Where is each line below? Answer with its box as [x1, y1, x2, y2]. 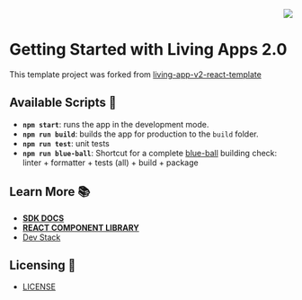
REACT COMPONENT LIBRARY [22, 222, 139, 233]
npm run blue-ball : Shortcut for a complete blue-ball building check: [22, 147, 278, 158]
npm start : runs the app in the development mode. [22, 119, 209, 129]
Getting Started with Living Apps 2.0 [9, 40, 288, 60]
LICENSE [22, 281, 57, 292]
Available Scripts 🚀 [9, 95, 117, 110]
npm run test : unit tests [22, 137, 110, 148]
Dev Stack [22, 232, 61, 243]
